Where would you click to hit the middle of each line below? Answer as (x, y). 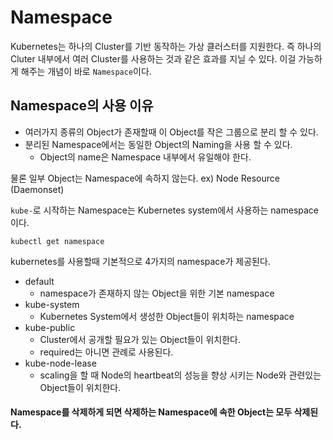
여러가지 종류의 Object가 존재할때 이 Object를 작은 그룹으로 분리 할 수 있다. (171, 132)
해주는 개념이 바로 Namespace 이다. (86, 71)
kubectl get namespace (57, 241)
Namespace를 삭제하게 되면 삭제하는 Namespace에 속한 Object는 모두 (151, 412)
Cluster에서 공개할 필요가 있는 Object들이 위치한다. (140, 339)
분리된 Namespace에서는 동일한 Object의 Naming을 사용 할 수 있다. (158, 144)
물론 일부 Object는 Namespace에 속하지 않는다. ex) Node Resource (145, 178)
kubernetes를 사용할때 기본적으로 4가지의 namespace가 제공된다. (140, 261)
